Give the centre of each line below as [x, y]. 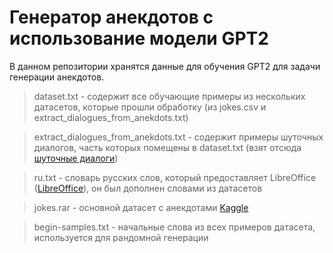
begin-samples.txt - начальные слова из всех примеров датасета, [174, 227]
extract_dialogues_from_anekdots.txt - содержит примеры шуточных [178, 137]
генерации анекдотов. [57, 77]
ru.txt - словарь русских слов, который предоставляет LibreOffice [175, 177]
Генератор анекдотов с [111, 17]
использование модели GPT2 [139, 38]
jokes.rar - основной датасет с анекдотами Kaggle [141, 207]
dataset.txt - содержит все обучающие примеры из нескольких [169, 96]
